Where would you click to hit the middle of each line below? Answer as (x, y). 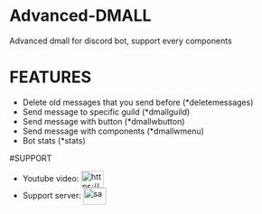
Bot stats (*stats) (54, 140)
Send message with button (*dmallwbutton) (103, 121)
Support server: (51, 195)
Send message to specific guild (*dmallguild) (106, 112)
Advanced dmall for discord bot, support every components (121, 41)
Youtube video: (51, 178)
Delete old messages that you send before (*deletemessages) (138, 102)
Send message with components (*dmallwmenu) (113, 131)
